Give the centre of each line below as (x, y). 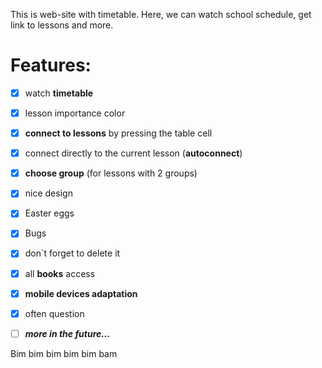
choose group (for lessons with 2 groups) (111, 173)
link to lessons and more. (62, 25)
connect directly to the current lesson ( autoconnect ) (133, 153)
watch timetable (59, 93)
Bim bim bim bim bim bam (64, 353)
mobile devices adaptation (81, 293)
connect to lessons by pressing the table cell (118, 133)
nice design (48, 193)
